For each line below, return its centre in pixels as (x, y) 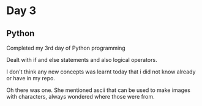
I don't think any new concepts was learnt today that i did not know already (101, 72)
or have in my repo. (31, 78)
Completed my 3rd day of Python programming (66, 48)
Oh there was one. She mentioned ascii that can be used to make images (99, 90)
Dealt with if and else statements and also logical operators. (82, 60)
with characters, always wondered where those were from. (80, 97)
